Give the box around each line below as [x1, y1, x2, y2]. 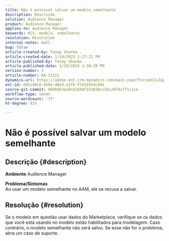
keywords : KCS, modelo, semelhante [5, 31, 80, 36]
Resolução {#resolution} [5, 201, 84, 209]
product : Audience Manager [5, 21, 62, 27]
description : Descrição [5, 12, 55, 17]
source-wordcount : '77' [5, 96, 55, 101]
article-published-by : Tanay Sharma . [5, 59, 87, 64]
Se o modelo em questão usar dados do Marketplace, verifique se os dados [5, 214, 162, 220]
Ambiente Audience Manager [5, 171, 67, 177]
